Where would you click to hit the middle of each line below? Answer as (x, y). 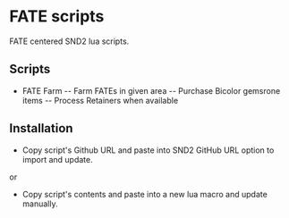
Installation (41, 128)
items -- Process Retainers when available (100, 100)
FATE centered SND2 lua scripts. (69, 41)
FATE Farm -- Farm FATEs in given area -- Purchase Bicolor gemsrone (151, 90)
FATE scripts (57, 17)
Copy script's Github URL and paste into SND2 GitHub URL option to (148, 150)
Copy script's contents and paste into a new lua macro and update (145, 194)
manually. (40, 204)
